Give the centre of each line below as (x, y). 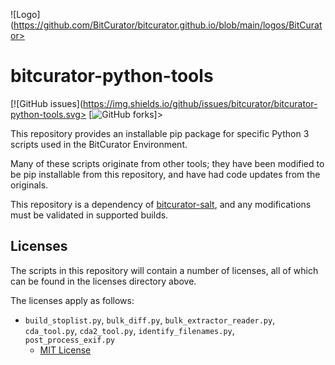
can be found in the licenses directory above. (103, 281)
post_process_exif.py (69, 340)
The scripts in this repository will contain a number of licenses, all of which (164, 270)
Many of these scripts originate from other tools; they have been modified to (167, 163)
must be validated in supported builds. (89, 215)
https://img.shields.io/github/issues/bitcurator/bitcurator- (200, 103)
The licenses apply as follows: (72, 300)
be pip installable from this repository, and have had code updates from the (165, 174)
